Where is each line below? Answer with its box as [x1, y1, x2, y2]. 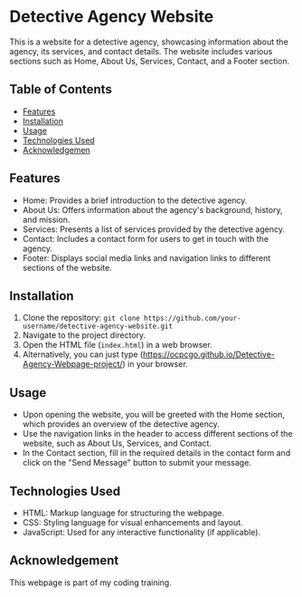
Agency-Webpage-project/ [22, 359, 123, 370]
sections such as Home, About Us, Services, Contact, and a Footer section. [9, 55, 290, 66]
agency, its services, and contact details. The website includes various [9, 45, 273, 56]
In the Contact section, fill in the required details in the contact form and [22, 448, 291, 458]
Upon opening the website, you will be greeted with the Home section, [22, 409, 285, 420]
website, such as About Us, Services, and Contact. [22, 438, 212, 449]
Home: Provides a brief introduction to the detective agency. [22, 195, 248, 206]
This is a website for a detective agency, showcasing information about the [9, 36, 289, 47]
